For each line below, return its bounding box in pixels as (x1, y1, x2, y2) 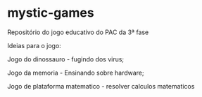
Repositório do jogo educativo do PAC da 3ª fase (7, 28, 149, 36)
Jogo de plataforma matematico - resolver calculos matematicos (7, 82, 195, 90)
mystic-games (7, 5, 94, 21)
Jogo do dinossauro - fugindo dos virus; (7, 54, 125, 64)
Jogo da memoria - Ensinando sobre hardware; (7, 68, 144, 77)
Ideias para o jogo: (7, 41, 61, 50)
